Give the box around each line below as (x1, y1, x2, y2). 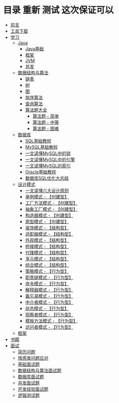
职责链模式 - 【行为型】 (25, 274, 73, 280)
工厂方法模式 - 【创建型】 (25, 200, 78, 206)
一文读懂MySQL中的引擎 (25, 156, 75, 162)
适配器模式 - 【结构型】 (25, 231, 73, 237)
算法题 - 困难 (32, 125, 59, 132)
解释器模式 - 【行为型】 (25, 286, 73, 293)
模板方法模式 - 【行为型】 (25, 318, 78, 324)
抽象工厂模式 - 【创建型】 (25, 206, 78, 212)
